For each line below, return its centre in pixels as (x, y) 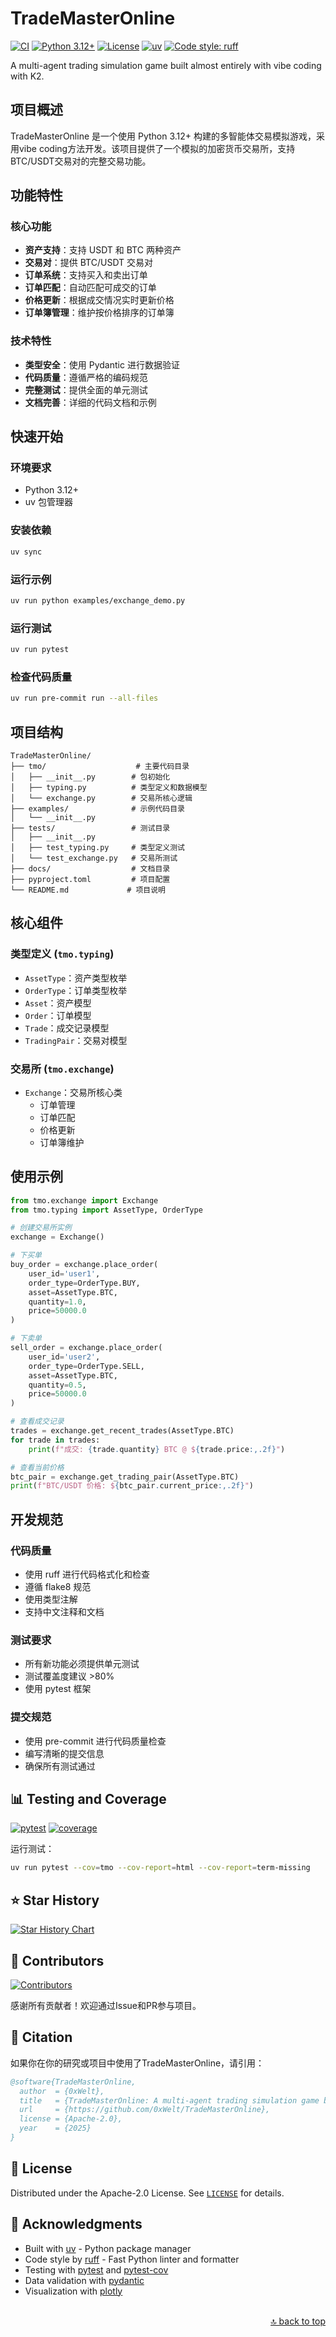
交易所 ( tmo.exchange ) (62, 1069)
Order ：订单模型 (58, 1015)
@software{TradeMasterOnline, (73, 2082)
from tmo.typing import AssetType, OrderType (106, 1210)
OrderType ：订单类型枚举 (76, 990)
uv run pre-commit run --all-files (84, 698)
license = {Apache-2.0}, (71, 2119)
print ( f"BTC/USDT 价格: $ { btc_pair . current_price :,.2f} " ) (132, 1486)
